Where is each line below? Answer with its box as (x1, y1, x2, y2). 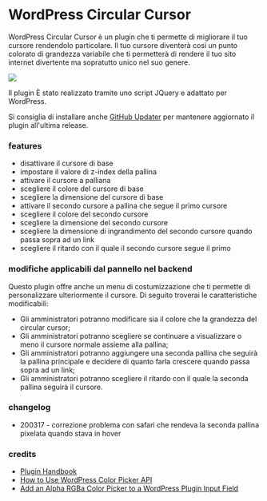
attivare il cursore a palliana (19, 176, 111, 185)
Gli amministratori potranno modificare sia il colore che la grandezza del (19, 314, 257, 324)
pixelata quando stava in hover (19, 428, 122, 438)
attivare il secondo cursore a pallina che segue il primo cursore (19, 201, 228, 211)
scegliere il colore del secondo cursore (19, 209, 149, 219)
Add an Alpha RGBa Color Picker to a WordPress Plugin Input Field (19, 483, 238, 493)
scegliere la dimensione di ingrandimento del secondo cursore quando (19, 226, 253, 237)
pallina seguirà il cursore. (19, 382, 103, 392)
